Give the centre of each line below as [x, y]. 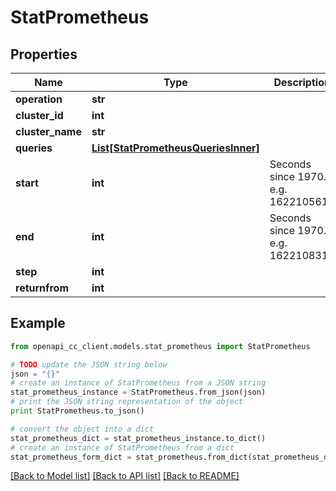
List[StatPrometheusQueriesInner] [175, 148]
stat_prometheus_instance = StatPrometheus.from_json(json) [138, 392]
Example [38, 323]
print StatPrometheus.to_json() [77, 411]
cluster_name [48, 131]
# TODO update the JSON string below [89, 364]
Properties [44, 54]
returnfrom [42, 288]
